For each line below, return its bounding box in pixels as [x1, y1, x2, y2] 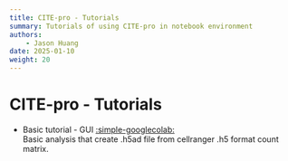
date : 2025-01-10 [9, 47, 75, 56]
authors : [9, 30, 43, 39]
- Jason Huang [25, 38, 79, 48]
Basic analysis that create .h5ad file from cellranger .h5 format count [22, 133, 279, 145]
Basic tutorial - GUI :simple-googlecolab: [22, 124, 175, 135]
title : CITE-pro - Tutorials [9, 13, 120, 23]
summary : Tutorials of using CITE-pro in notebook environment [9, 22, 254, 31]
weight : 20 [9, 55, 51, 64]
